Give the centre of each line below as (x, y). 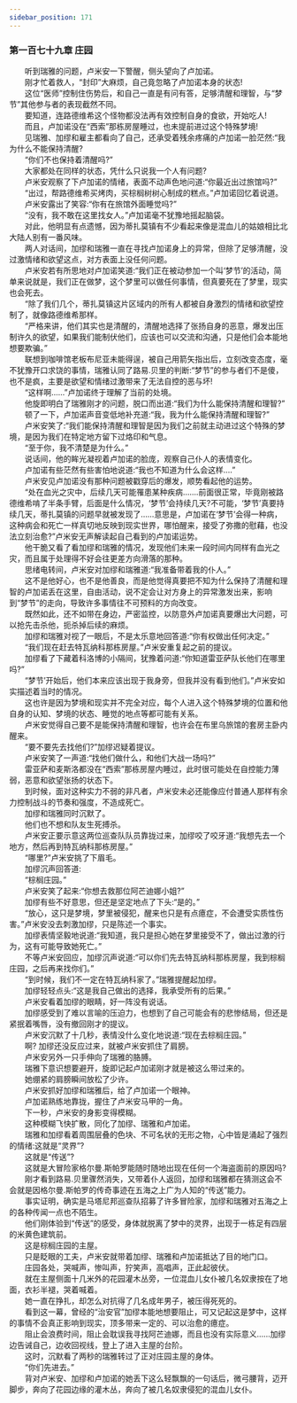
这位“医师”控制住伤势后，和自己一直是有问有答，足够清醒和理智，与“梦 (153, 93)
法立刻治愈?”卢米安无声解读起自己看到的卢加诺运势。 (106, 536)
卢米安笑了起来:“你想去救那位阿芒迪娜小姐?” (104, 891)
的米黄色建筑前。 (40, 1234)
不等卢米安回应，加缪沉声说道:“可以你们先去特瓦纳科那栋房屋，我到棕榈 (155, 957)
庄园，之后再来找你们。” (52, 968)
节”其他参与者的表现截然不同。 (65, 104)
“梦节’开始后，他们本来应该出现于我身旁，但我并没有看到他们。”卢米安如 (155, 680)
